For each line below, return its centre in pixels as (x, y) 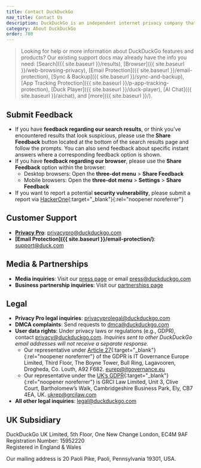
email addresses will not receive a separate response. (81, 344)
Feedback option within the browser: (60, 167)
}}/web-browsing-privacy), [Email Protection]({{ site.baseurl (95, 70)
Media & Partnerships (47, 264)
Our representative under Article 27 (68, 350)
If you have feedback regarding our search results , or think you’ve (98, 129)
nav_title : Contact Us (34, 17)
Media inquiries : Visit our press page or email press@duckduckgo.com (103, 278)
